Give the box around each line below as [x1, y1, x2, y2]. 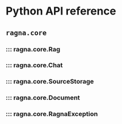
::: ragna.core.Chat [5, 61, 63, 70]
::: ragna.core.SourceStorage [5, 77, 94, 86]
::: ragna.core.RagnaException [5, 110, 98, 119]
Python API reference [5, 4, 117, 18]
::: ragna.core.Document [5, 94, 80, 102]
